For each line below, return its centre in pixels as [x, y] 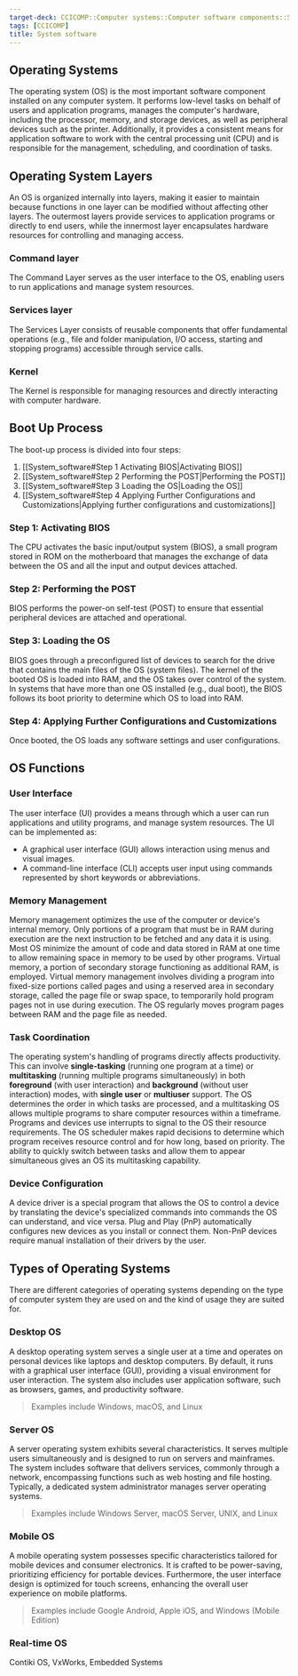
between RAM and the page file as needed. [88, 1014]
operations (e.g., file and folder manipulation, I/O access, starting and [136, 339]
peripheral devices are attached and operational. [98, 618]
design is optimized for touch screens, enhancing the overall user [129, 1584]
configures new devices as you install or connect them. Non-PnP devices [143, 1231]
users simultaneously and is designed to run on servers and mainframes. [142, 1458]
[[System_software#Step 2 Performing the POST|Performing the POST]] [153, 476]
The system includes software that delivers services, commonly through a [144, 1467]
